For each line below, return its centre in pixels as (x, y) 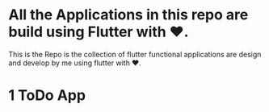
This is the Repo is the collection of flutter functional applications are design (135, 54)
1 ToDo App (47, 95)
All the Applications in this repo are (128, 15)
